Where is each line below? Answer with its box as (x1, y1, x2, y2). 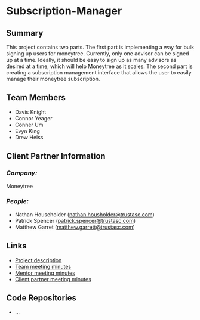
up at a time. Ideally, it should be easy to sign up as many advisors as (6, 57, 177, 63)
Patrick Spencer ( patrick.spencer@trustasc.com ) (14, 217, 136, 224)
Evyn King (14, 127, 41, 135)
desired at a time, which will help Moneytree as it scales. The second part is (6, 63, 193, 70)
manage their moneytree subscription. (6, 76, 100, 82)
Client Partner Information (6, 151, 106, 161)
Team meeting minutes (14, 263, 72, 270)
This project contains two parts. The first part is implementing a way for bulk (6, 44, 195, 51)
